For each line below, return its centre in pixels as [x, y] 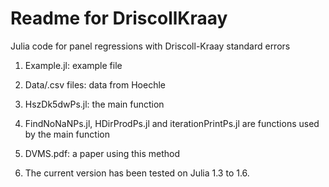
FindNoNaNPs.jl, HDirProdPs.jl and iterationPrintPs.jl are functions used [172, 123]
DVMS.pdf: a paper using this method [102, 153]
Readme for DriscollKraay [119, 18]
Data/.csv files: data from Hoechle [95, 84]
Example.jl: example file [73, 65]
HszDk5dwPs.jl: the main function [94, 104]
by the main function [67, 134]
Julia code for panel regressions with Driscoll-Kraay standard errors [150, 46]
